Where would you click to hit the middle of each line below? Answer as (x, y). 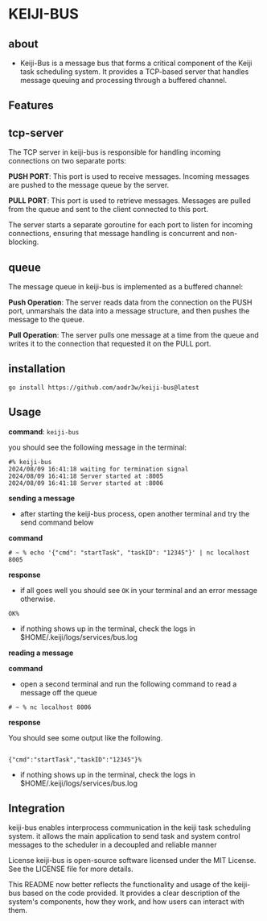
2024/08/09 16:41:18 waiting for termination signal (99, 469)
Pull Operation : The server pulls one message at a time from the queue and (133, 335)
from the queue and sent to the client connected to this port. (109, 210)
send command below (57, 522)
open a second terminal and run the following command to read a (128, 684)
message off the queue (59, 692)
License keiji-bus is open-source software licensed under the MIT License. (132, 861)
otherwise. (38, 599)
